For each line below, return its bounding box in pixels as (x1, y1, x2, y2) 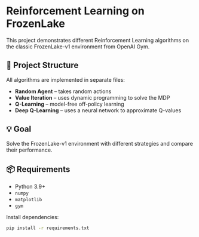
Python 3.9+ (14, 183, 46, 190)
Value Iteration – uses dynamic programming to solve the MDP (14, 94, 170, 101)
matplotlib (14, 197, 42, 203)
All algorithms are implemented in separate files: (6, 76, 125, 83)
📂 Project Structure (6, 60, 79, 70)
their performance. (6, 146, 53, 153)
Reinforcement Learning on (6, 4, 145, 18)
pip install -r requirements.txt (6, 225, 90, 231)
